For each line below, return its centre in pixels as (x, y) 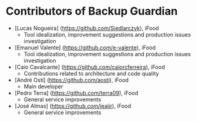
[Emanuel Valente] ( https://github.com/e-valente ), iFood (85, 48)
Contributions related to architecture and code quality (91, 73)
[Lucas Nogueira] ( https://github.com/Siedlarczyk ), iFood (87, 28)
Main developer (43, 86)
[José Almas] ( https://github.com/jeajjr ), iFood (73, 106)
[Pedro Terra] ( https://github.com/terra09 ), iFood (76, 93)
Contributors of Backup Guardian (92, 11)
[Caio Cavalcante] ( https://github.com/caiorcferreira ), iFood (90, 67)
